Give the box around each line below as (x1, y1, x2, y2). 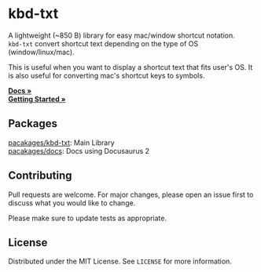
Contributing (8, 169, 72, 183)
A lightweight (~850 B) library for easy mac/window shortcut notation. (8, 31, 236, 40)
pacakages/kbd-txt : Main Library (8, 138, 116, 147)
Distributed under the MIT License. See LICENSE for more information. (8, 256, 232, 267)
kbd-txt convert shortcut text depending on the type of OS (8, 38, 199, 48)
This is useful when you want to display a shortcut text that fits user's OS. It (8, 62, 253, 71)
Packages (8, 117, 57, 130)
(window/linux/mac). (8, 47, 75, 56)
